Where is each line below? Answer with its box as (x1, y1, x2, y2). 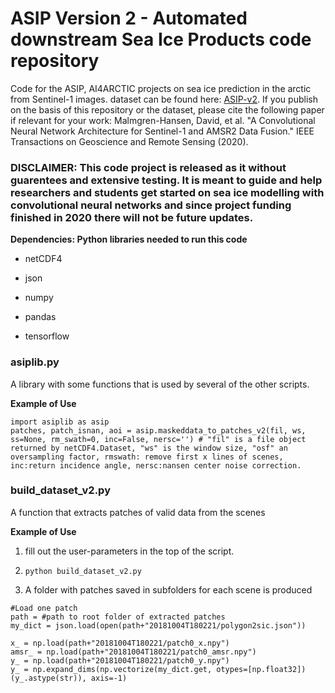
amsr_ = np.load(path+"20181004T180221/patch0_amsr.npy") (10, 647, 257, 657)
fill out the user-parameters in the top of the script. (24, 545, 235, 557)
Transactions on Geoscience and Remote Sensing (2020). (10, 135, 249, 147)
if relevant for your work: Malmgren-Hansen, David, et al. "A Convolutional (10, 114, 316, 126)
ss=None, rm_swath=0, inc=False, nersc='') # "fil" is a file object (10, 434, 307, 444)
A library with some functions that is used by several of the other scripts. (10, 378, 310, 390)
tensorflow (24, 330, 70, 342)
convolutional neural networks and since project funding (10, 198, 292, 212)
